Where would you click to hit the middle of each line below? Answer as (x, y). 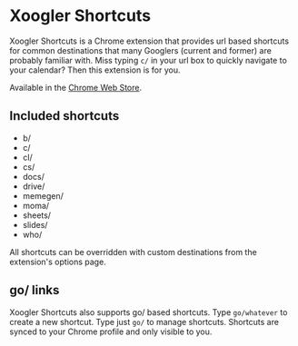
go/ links (35, 290)
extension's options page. (58, 262)
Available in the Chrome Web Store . (76, 87)
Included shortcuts (65, 116)
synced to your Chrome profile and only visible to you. (111, 331)
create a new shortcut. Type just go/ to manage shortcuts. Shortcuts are (144, 321)
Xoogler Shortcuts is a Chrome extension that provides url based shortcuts (149, 41)
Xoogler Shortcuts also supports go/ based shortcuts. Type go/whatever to (149, 312)
